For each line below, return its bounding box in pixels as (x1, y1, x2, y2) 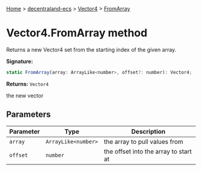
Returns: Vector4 (6, 80, 49, 87)
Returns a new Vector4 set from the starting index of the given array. (6, 46, 177, 53)
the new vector (6, 92, 44, 99)
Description (131, 127, 166, 135)
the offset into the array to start (104, 147, 192, 155)
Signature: (6, 57, 33, 65)
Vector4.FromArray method (6, 26, 148, 40)
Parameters (6, 110, 51, 120)
